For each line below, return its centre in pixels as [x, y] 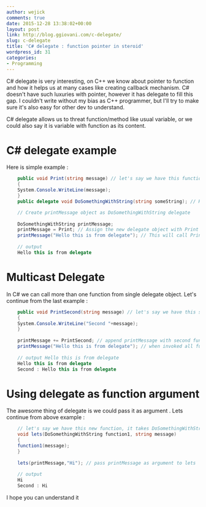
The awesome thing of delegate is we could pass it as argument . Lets [95, 411]
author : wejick [26, 12]
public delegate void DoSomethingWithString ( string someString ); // [107, 201]
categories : [21, 58]
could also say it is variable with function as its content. [76, 125]
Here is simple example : [37, 167]
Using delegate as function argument [103, 394]
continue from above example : [46, 417]
